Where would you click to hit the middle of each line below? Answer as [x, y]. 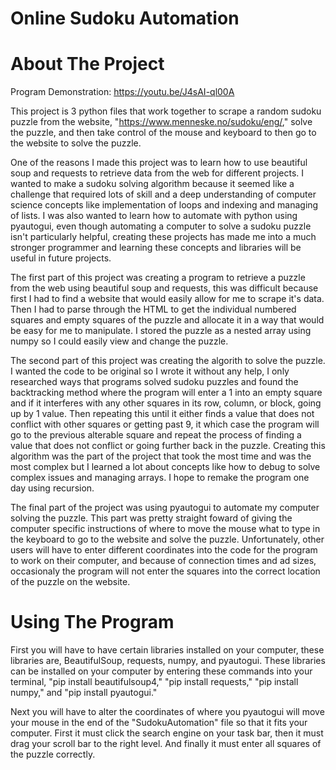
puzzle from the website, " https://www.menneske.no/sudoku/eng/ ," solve [161, 122]
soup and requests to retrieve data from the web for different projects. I [157, 173]
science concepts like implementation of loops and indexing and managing [164, 205]
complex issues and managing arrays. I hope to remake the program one [160, 478]
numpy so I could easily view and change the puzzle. [119, 341]
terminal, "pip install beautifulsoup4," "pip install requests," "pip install [154, 682]
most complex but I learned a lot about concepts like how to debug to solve [165, 467]
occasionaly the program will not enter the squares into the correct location [165, 571]
